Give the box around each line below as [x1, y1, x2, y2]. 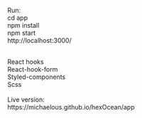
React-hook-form [7, 65, 58, 73]
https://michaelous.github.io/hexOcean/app [7, 103, 135, 111]
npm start [7, 28, 36, 37]
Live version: [7, 95, 45, 104]
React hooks [7, 58, 44, 66]
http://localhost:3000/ [7, 36, 72, 45]
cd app [7, 14, 28, 22]
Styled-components [7, 73, 66, 81]
